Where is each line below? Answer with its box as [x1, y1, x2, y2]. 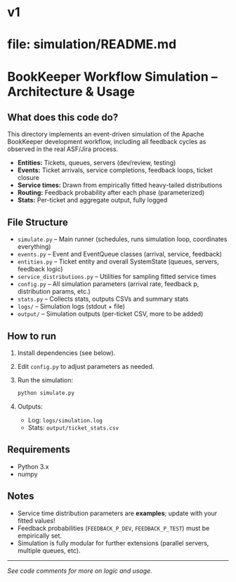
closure [17, 174, 40, 182]
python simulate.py [17, 389, 75, 396]
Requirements [7, 444, 70, 455]
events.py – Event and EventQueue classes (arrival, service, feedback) [17, 250, 223, 259]
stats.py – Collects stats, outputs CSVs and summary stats [17, 295, 189, 303]
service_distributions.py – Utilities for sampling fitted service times [17, 272, 216, 281]
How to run [7, 330, 57, 342]
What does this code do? [7, 111, 119, 123]
